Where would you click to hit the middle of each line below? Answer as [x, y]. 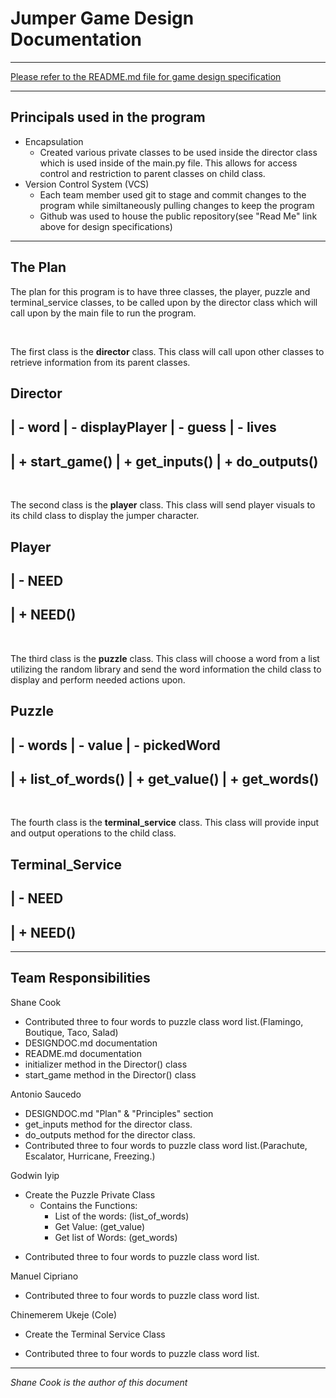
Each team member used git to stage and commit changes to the [173, 194]
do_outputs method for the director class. [110, 1134]
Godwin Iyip [35, 1175]
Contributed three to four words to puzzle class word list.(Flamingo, [164, 1021]
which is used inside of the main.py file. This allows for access [168, 163]
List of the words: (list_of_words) [122, 1216]
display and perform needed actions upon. [98, 679]
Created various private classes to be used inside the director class [178, 152]
